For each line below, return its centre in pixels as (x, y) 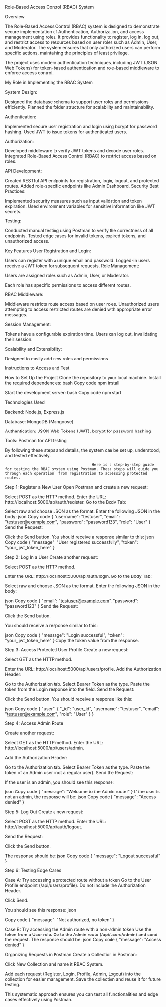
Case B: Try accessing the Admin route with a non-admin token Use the (78, 929)
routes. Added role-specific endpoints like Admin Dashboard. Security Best (82, 186)
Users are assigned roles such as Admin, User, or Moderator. (67, 275)
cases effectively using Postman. (39, 999)
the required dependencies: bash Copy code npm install (62, 383)
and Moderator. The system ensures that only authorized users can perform (83, 47)
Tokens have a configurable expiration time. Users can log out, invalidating (81, 334)
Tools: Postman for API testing (36, 441)
